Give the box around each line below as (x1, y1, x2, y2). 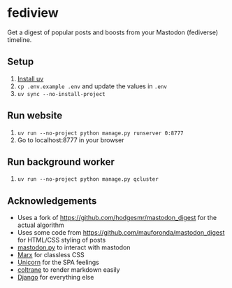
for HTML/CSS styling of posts (17, 236, 106, 245)
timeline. (7, 35, 32, 43)
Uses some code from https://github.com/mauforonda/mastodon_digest (17, 228, 225, 237)
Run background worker (7, 156, 115, 167)
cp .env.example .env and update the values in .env (17, 82, 168, 90)
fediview (7, 5, 59, 21)
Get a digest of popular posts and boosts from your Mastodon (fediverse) (7, 28, 219, 36)
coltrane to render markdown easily (17, 266, 120, 274)
